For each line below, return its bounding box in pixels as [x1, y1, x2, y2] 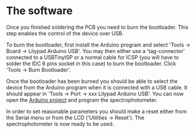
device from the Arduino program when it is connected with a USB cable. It [6, 84, 188, 91]
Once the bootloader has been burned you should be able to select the [6, 78, 178, 85]
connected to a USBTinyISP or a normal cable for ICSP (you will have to [6, 54, 180, 61]
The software [6, 4, 73, 18]
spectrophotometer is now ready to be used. [6, 120, 114, 127]
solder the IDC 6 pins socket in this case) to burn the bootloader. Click [6, 60, 177, 67]
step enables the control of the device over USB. [6, 29, 124, 36]
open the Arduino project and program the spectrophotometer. [6, 96, 158, 104]
